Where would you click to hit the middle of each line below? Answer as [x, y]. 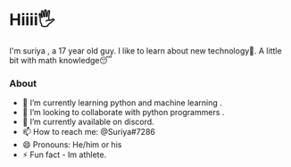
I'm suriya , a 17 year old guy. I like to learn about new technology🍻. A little [146, 50]
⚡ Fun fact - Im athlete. [64, 154]
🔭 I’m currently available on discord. [88, 122]
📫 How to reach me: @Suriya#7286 [89, 132]
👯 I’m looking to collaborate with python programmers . [123, 113]
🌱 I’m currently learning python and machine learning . [122, 103]
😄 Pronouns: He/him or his [72, 145]
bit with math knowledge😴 [61, 60]
